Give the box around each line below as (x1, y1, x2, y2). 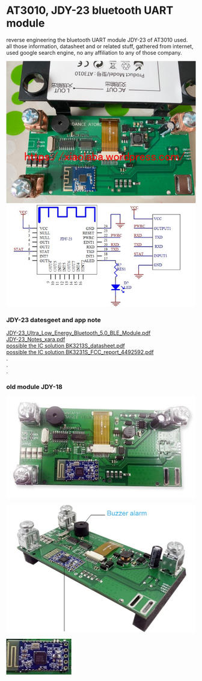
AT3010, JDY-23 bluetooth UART (6, 4, 174, 17)
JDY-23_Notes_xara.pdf (6, 335, 66, 343)
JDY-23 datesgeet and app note (6, 316, 101, 324)
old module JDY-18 (6, 382, 63, 391)
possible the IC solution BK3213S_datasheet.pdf (6, 342, 125, 349)
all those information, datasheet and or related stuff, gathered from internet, (6, 43, 194, 50)
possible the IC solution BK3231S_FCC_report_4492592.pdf (6, 348, 155, 355)
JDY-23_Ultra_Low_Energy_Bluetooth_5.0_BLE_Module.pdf (6, 329, 151, 337)
